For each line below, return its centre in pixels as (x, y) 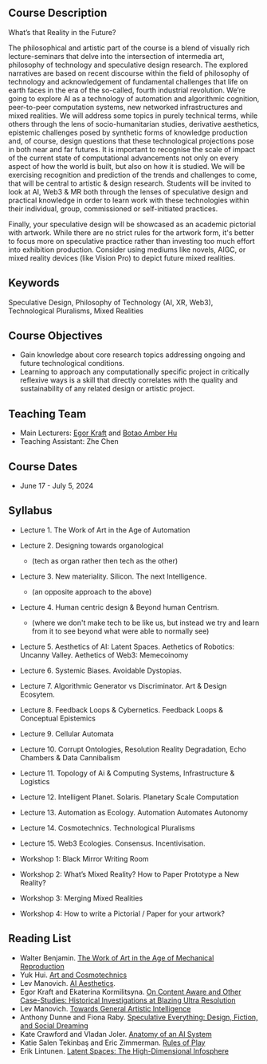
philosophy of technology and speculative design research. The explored (128, 65)
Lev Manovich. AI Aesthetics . (67, 983)
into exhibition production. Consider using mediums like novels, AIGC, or (127, 249)
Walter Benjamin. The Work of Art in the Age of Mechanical (117, 958)
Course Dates (43, 467)
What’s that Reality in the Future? (62, 32)
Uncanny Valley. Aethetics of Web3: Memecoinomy (104, 655)
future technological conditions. (72, 363)
